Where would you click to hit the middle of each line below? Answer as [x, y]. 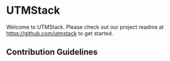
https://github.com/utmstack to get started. [60, 33]
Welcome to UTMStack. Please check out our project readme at [85, 27]
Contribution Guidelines [52, 52]
